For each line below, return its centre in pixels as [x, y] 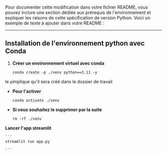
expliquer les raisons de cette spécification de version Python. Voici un [78, 18]
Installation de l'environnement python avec [75, 44]
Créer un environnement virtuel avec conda [58, 63]
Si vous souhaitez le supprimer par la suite [57, 110]
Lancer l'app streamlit [28, 128]
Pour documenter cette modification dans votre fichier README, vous [77, 7]
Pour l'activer [27, 91]
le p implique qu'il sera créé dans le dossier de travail [59, 81]
